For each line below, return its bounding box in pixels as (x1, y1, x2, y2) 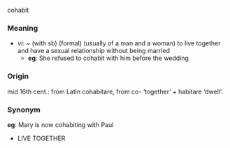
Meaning (7, 23, 38, 33)
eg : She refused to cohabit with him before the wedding (27, 54, 189, 62)
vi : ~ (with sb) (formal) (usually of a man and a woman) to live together (17, 39, 221, 47)
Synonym (7, 105, 41, 114)
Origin (7, 71, 29, 81)
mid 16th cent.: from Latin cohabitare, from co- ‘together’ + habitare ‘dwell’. (7, 87, 224, 96)
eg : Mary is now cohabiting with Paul (7, 120, 114, 128)
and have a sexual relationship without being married (17, 47, 170, 55)
